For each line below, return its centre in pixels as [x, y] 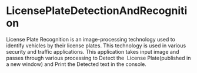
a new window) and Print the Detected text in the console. [76, 64]
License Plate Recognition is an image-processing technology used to [91, 39]
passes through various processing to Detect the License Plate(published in [98, 58]
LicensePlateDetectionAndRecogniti [97, 11]
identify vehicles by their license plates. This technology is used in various [96, 46]
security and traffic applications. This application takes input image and [93, 51]
